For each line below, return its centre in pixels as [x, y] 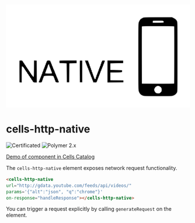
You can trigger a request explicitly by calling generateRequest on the [89, 209]
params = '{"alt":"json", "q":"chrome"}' [55, 191]
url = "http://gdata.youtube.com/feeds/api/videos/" [69, 186]
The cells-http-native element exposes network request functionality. [92, 168]
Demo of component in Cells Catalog [51, 156]
